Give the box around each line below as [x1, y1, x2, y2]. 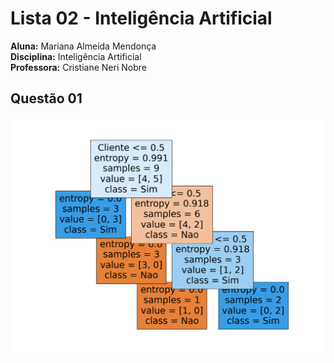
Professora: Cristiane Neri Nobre [10, 61, 147, 73]
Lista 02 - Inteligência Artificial [10, 7, 273, 30]
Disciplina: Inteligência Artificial [10, 50, 142, 62]
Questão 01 [10, 90, 83, 107]
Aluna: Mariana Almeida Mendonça [10, 40, 157, 52]
